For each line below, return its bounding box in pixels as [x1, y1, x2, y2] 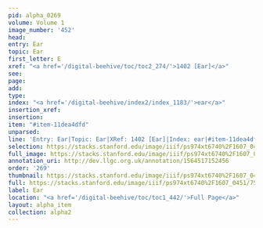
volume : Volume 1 [8, 19, 65, 27]
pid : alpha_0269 [8, 11, 61, 20]
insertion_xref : [8, 107, 61, 114]
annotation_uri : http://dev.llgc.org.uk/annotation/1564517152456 [8, 157, 229, 165]
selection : [8, 143, 44, 150]
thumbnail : [8, 172, 44, 180]
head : [8, 33, 26, 42]
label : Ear [8, 186, 44, 194]
